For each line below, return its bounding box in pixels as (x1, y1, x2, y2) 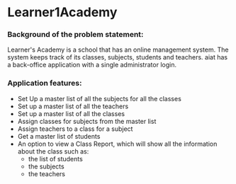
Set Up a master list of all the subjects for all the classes (17, 94, 182, 103)
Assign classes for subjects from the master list (17, 117, 157, 125)
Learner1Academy (7, 4, 118, 21)
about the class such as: (17, 146, 89, 156)
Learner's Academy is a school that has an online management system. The (7, 45, 229, 54)
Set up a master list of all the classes (17, 109, 125, 117)
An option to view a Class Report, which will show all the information (17, 139, 218, 148)
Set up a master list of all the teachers (17, 102, 129, 110)
